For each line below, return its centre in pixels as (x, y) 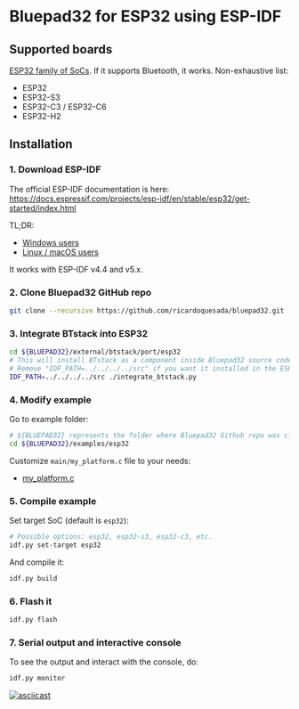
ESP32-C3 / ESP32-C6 (64, 107)
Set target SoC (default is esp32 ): (69, 520)
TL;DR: (22, 225)
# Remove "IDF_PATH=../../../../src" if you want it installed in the (143, 368)
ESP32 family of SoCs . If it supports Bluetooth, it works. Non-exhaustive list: (149, 70)
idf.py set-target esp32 (55, 545)
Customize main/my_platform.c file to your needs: (100, 460)
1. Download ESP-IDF (55, 169)
